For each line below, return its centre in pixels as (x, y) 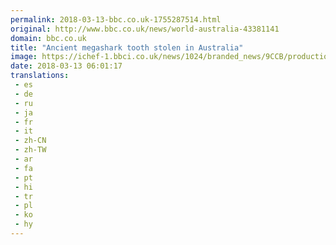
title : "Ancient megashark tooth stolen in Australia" (127, 47)
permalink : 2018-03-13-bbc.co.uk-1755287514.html (116, 19)
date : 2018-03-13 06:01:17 (66, 66)
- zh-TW (30, 150)
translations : (40, 76)
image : (24, 57)
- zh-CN (30, 141)
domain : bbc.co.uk (48, 38)
